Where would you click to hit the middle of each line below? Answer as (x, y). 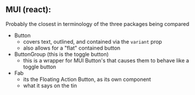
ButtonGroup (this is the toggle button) (62, 54)
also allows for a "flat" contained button (72, 48)
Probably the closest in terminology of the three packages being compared (97, 24)
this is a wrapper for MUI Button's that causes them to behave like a (106, 60)
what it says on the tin (50, 86)
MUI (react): (29, 10)
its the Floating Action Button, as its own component (87, 79)
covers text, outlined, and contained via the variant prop (92, 41)
